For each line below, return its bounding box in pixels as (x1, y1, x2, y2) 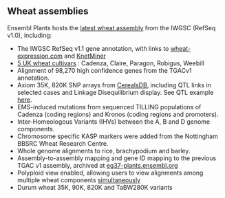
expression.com (17, 52, 63, 60)
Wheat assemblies (7, 5, 89, 17)
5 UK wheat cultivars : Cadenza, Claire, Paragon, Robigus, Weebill (17, 58, 204, 67)
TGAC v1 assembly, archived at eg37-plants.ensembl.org (17, 161, 178, 169)
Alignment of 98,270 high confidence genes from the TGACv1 (17, 66, 192, 74)
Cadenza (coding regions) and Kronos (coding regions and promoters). (17, 110, 219, 118)
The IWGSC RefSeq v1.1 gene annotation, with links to (17, 44, 169, 52)
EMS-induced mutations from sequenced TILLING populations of (17, 102, 202, 111)
